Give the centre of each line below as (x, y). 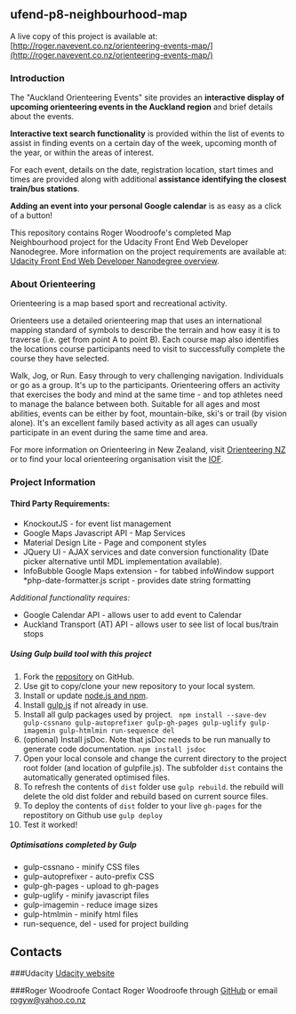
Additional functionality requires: (70, 597)
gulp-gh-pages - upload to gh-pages (91, 886)
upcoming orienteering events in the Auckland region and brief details (142, 107)
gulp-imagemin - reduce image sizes (90, 905)
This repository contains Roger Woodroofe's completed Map (121, 233)
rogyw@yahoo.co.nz (48, 1000)
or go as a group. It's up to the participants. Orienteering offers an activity (145, 385)
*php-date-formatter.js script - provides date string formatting (137, 580)
